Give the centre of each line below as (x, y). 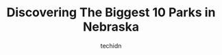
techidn (111, 45)
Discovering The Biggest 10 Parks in (111, 13)
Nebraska (111, 27)
